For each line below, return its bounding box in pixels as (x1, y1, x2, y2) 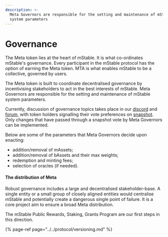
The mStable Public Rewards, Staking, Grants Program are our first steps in (5, 211, 160, 217)
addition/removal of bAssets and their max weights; (12, 152, 119, 158)
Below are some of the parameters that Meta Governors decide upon (5, 132, 147, 138)
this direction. (5, 216, 33, 222)
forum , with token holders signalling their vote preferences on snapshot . (5, 111, 154, 118)
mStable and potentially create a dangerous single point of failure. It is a (5, 196, 153, 202)
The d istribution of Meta (5, 174, 57, 180)
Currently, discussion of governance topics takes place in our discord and (5, 106, 157, 112)
